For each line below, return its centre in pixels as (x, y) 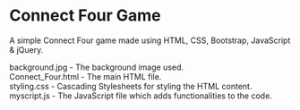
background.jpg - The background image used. (97, 67)
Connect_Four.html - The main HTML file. (86, 76)
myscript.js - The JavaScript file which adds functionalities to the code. (141, 96)
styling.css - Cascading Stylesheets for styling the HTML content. (131, 86)
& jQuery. (26, 49)
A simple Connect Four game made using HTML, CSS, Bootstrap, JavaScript (150, 40)
